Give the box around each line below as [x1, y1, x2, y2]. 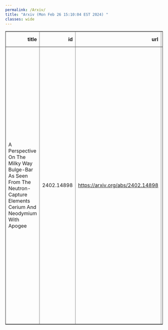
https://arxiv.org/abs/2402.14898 [77, 182, 158, 189]
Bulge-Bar [8, 166, 33, 173]
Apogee [8, 222, 27, 229]
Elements [8, 197, 30, 204]
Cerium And [8, 203, 36, 210]
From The [8, 178, 31, 185]
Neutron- [8, 185, 31, 192]
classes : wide [5, 16, 35, 21]
